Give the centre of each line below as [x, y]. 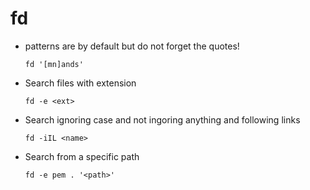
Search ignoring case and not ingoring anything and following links [162, 119]
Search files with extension [80, 83]
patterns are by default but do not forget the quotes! [132, 46]
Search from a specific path [82, 156]
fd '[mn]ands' [54, 64]
